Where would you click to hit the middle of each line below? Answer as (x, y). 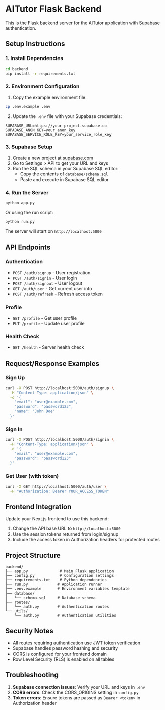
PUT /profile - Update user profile (48, 323)
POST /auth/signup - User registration (51, 272)
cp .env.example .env (28, 106)
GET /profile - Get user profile (45, 318)
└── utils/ (17, 611)
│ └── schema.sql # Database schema (50, 598)
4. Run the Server (27, 192)
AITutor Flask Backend (53, 9)
